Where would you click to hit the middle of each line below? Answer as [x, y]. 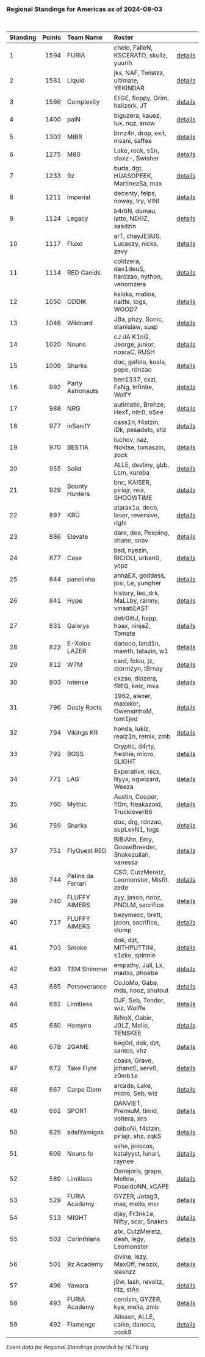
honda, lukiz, [132, 729]
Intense [77, 682]
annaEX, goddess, [140, 575]
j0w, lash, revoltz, [139, 1282]
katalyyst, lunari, [137, 1154]
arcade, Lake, [133, 1086]
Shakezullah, [132, 855]
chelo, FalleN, [133, 48]
